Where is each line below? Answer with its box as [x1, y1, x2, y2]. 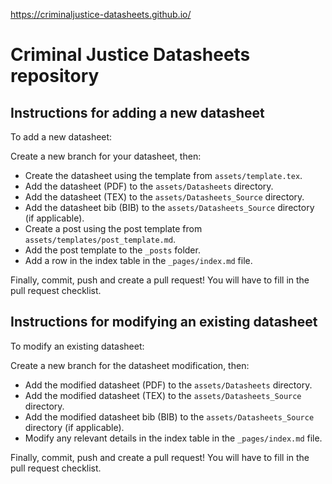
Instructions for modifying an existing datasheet [10, 314, 318, 331]
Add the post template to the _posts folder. [24, 244, 201, 256]
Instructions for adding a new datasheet [10, 104, 265, 121]
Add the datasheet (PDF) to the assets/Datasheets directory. [24, 180, 274, 192]
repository [10, 65, 100, 88]
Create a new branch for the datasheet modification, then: [10, 359, 250, 371]
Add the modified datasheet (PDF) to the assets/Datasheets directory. [24, 379, 313, 391]
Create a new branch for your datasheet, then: [10, 150, 202, 162]
